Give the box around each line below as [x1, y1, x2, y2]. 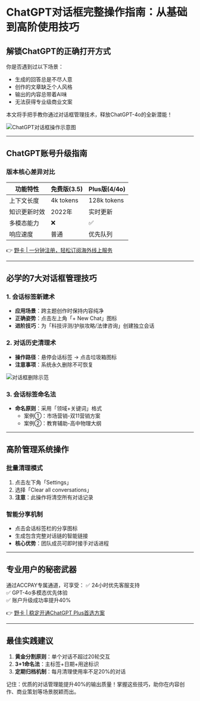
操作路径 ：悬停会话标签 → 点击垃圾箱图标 [14, 353, 117, 361]
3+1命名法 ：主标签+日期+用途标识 [14, 660, 99, 668]
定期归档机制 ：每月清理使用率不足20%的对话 [14, 668, 126, 675]
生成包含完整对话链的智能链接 [14, 532, 88, 539]
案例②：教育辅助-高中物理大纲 [23, 419, 102, 426]
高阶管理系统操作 [6, 444, 69, 455]
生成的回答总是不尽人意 [14, 76, 73, 83]
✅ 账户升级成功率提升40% [6, 596, 71, 604]
